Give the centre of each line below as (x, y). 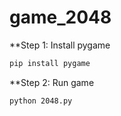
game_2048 (60, 17)
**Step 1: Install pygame (60, 45)
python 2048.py (41, 101)
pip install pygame (50, 63)
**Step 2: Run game (52, 82)
